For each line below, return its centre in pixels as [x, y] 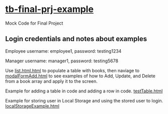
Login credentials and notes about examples [76, 39]
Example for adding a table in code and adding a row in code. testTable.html [84, 91]
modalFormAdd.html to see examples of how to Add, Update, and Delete [80, 76]
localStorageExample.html [32, 106]
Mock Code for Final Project [34, 23]
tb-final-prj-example [50, 9]
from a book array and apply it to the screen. [52, 81]
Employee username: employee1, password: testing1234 [63, 51]
